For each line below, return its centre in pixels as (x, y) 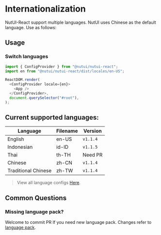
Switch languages (27, 57)
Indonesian (20, 147)
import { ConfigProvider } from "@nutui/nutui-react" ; (62, 66)
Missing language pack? (34, 212)
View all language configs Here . (49, 183)
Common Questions (36, 198)
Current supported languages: (52, 117)
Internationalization (45, 9)
